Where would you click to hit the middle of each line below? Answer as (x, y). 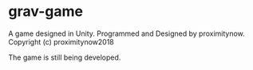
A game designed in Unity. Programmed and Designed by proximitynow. (126, 33)
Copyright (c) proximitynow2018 (61, 41)
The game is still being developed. (65, 57)
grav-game (46, 12)
